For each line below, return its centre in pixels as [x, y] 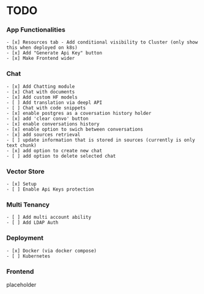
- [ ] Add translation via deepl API [54, 102]
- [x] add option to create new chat [54, 150]
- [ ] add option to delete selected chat [61, 156]
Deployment [25, 238]
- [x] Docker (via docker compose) [52, 251]
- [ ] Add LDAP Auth [33, 223]
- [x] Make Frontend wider [41, 59]
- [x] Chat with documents [41, 92]
